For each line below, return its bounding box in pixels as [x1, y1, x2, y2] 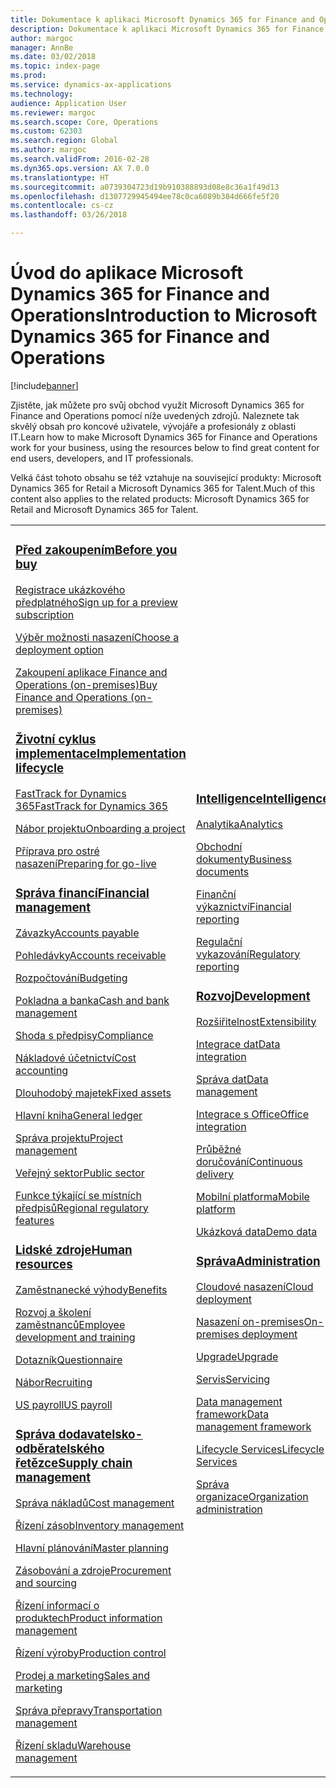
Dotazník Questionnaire [15, 1352, 123, 1366]
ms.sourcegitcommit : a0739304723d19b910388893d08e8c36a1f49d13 [10, 182, 280, 192]
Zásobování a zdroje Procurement [15, 1563, 172, 1577]
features [15, 1213, 55, 1227]
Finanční [195, 887, 237, 901]
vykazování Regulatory [195, 947, 301, 961]
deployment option [15, 642, 104, 656]
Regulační [195, 934, 243, 948]
